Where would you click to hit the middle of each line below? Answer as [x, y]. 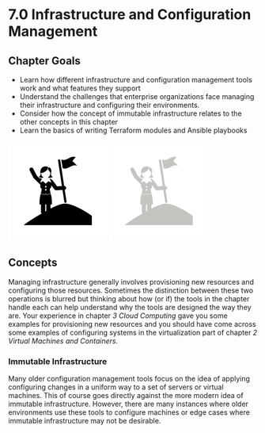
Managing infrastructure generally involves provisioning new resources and [131, 282]
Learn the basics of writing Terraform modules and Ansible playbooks [133, 130]
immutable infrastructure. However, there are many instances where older [129, 404]
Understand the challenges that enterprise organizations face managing [137, 96]
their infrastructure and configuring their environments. [110, 105]
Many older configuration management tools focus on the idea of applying [129, 379]
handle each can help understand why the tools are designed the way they [130, 307]
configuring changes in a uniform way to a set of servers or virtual [116, 387]
